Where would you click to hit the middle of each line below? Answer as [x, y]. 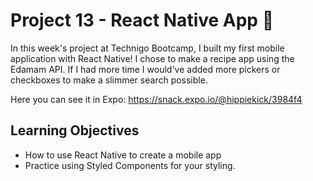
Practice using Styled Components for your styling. [130, 165]
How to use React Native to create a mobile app [123, 155]
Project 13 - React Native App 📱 [142, 20]
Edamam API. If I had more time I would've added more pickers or [145, 69]
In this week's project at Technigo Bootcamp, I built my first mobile [147, 48]
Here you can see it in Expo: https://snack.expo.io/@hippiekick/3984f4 [156, 99]
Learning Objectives [75, 130]
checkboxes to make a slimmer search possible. [109, 80]
